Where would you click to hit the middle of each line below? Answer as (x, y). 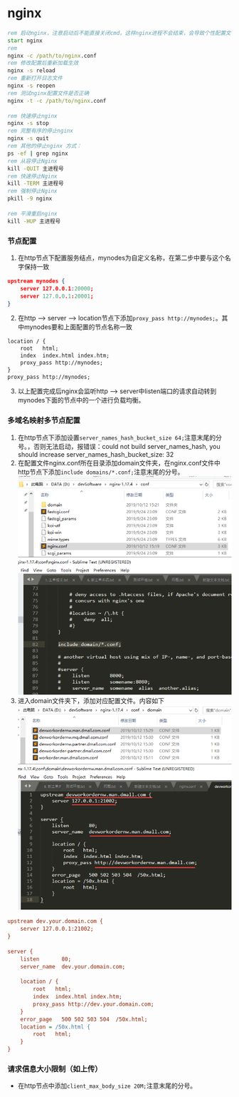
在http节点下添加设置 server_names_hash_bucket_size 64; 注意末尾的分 (120, 438)
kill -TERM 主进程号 (36, 183)
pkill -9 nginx (30, 199)
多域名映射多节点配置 (44, 420)
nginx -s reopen (31, 86)
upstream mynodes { (36, 281)
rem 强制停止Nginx (32, 191)
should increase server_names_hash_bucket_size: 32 (96, 454)
